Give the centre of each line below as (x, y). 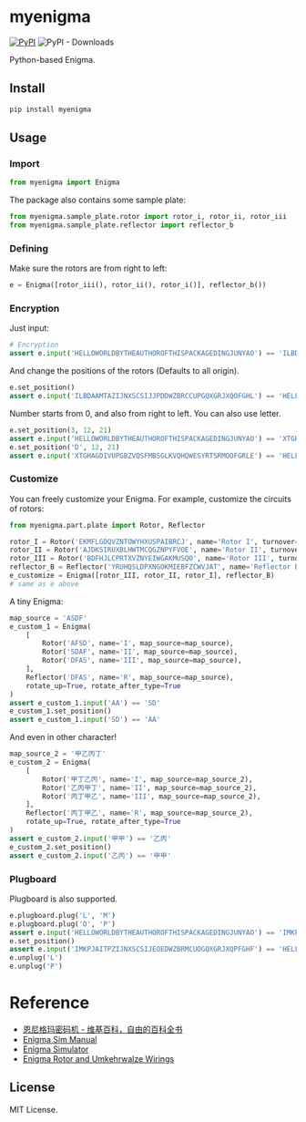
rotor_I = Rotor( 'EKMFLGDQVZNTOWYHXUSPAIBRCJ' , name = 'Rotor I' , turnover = (154, 541)
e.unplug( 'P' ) (36, 967)
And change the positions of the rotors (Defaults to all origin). (124, 371)
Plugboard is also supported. (64, 899)
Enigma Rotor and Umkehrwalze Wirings (98, 1058)
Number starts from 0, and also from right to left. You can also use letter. (145, 413)
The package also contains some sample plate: (98, 200)
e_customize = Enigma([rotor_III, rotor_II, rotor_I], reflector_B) (142, 576)
